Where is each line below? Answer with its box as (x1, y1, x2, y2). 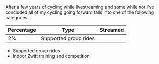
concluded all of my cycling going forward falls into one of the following (5, 9, 154, 15)
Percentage (8, 27, 36, 33)
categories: (5, 15, 29, 20)
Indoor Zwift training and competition (12, 53, 90, 59)
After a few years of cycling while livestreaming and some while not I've (5, 4, 154, 10)
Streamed (99, 27, 124, 33)
